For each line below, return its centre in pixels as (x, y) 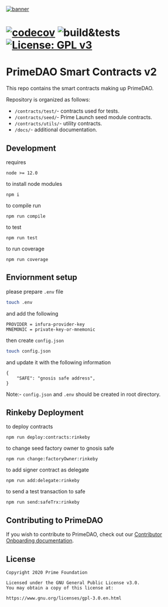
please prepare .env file (35, 291)
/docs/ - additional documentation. (56, 130)
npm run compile (26, 216)
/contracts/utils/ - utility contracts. (58, 124)
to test (14, 227)
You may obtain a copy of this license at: (60, 588)
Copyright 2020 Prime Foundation (47, 572)
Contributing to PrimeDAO (55, 520)
